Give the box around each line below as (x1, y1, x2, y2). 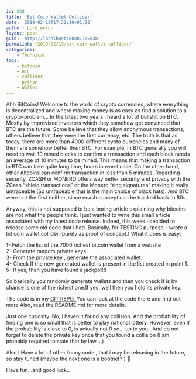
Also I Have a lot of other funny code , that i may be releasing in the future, (6, 349, 186, 356)
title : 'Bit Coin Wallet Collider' (6, 14, 93, 20)
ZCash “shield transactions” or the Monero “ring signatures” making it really (6, 181, 189, 188)
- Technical (16, 52, 46, 58)
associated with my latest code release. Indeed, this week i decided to (6, 218, 176, 225)
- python (16, 80, 38, 85)
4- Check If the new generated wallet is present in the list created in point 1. (6, 260, 189, 267)
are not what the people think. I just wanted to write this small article (6, 211, 171, 218)
